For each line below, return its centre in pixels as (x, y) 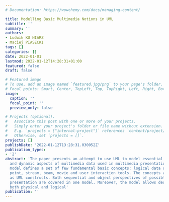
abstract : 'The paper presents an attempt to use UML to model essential (84, 159)
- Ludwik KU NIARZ (24, 38)
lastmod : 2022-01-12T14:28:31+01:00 (44, 61)
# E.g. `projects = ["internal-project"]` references (65, 131)
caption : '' (22, 98)
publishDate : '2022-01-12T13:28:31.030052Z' (53, 145)
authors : (14, 33)
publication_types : (26, 150)
